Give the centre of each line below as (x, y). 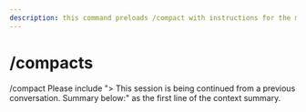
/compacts (51, 62)
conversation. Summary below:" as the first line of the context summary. (145, 97)
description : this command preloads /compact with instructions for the (150, 18)
